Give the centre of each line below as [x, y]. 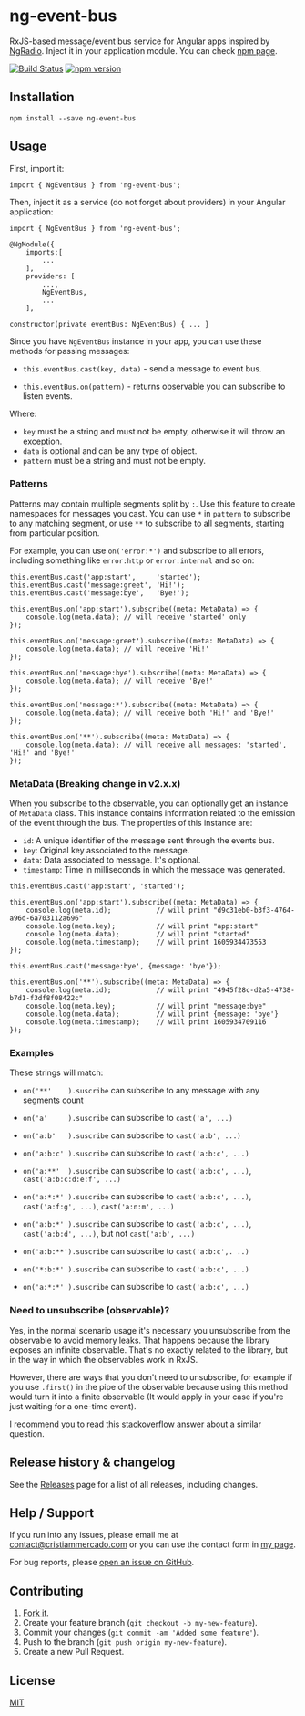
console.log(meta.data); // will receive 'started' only [136, 617]
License [32, 1680]
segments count [53, 1100]
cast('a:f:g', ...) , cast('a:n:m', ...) [98, 1207]
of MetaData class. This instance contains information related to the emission [152, 813]
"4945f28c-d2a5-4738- [254, 990]
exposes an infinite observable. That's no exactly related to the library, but [149, 1350]
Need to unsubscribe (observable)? [90, 1311]
